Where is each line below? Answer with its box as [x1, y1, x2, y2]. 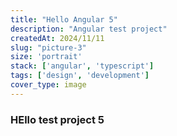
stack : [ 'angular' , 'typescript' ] [10, 61, 155, 71]
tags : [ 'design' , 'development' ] [10, 71, 150, 81]
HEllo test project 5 [10, 112, 105, 126]
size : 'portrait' [10, 52, 83, 62]
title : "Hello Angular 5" [10, 14, 118, 25]
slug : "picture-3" [10, 42, 87, 53]
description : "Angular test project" [10, 24, 168, 34]
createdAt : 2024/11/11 [10, 33, 105, 43]
